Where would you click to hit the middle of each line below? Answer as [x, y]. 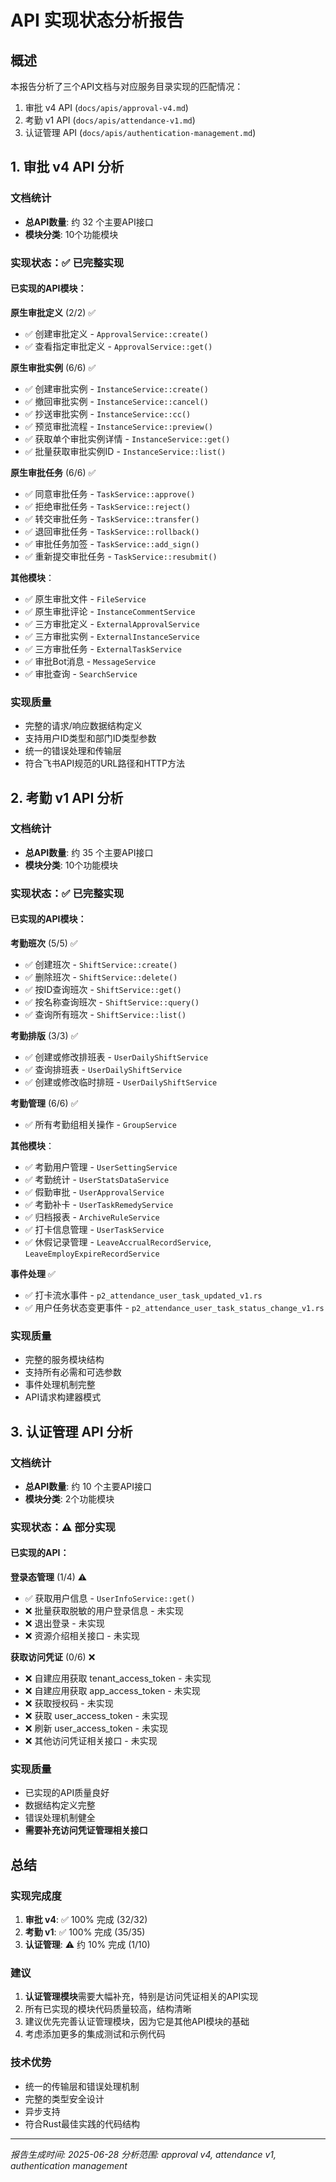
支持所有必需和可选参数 [73, 1372]
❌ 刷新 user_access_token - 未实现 [96, 1728]
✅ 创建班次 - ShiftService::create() [101, 964]
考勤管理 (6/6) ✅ [44, 1103]
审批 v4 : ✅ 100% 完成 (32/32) [86, 1920]
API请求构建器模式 [63, 1397]
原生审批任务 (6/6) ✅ [53, 472]
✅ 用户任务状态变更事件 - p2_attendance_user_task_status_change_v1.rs [174, 1307]
